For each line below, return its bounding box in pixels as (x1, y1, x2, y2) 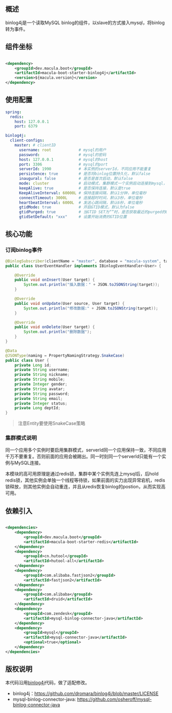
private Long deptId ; (14, 406, 60, 411)
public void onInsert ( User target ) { (14, 277, 95, 283)
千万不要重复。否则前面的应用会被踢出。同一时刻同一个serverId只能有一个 (5, 453, 162, 460)
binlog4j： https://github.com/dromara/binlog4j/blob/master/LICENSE (12, 690, 159, 697)
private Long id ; (14, 362, 52, 368)
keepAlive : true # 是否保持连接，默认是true (18, 186, 131, 191)
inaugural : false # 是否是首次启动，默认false (18, 176, 133, 181)
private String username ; (14, 367, 70, 373)
